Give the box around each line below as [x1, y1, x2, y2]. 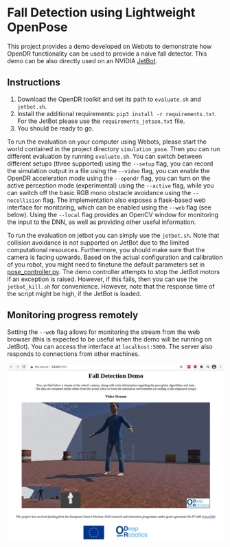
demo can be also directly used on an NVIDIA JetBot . [7, 56, 158, 65]
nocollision [7, 197, 41, 204]
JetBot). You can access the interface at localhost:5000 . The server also [7, 342, 213, 350]
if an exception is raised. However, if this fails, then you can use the [7, 275, 198, 283]
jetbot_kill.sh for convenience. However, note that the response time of [7, 282, 215, 290]
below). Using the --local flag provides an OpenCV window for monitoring [7, 210, 218, 219]
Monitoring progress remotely [7, 309, 139, 321]
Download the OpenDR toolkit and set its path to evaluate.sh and [16, 95, 201, 103]
